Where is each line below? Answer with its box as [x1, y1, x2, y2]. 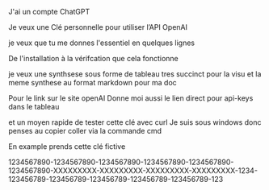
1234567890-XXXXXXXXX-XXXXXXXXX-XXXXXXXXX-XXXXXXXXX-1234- [8, 166, 258, 176]
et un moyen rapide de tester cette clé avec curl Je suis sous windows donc [8, 118, 262, 127]
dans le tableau [8, 102, 60, 111]
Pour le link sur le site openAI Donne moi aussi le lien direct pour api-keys [8, 93, 254, 103]
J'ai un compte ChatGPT [8, 7, 90, 16]
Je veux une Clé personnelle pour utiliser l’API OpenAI [8, 23, 188, 31]
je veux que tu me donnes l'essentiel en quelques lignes [8, 38, 195, 47]
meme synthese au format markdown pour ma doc [8, 78, 178, 87]
